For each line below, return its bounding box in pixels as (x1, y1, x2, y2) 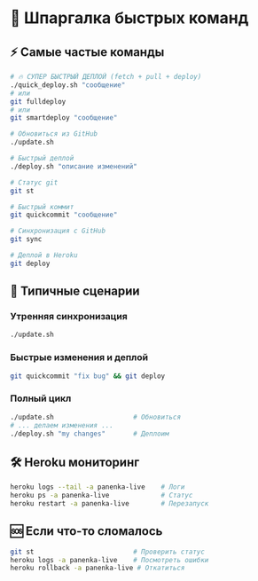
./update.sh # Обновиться (10, 412, 181, 421)
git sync (10, 235, 43, 244)
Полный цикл (10, 392, 72, 404)
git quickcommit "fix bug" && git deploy (10, 372, 166, 381)
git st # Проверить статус (10, 547, 205, 556)
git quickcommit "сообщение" (10, 210, 118, 220)
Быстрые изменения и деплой (10, 351, 149, 364)
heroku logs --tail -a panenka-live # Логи (10, 483, 185, 491)
